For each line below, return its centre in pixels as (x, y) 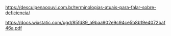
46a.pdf (14, 28)
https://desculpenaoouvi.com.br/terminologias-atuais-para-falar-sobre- (81, 7)
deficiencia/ (18, 13)
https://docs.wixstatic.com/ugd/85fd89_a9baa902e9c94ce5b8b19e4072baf (86, 23)
